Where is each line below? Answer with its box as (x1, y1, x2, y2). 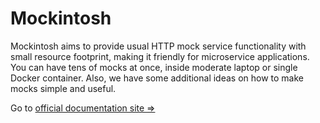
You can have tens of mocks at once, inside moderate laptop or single (10, 61, 298, 73)
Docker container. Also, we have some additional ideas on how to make (10, 72, 305, 84)
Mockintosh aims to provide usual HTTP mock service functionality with (10, 40, 307, 52)
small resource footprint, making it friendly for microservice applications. (10, 50, 310, 62)
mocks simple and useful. (10, 82, 117, 94)
